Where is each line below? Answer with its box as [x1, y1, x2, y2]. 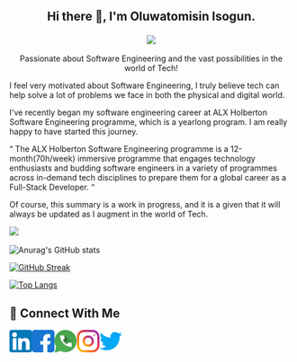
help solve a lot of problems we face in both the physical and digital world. [9, 90, 285, 101]
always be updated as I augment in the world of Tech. [9, 208, 209, 220]
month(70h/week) [9, 154, 76, 164]
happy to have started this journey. [9, 127, 139, 137]
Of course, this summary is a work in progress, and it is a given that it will [9, 199, 281, 210]
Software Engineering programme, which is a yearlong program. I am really [9, 117, 288, 128]
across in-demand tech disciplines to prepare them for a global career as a [9, 172, 286, 183]
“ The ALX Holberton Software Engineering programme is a [9, 144, 229, 155]
